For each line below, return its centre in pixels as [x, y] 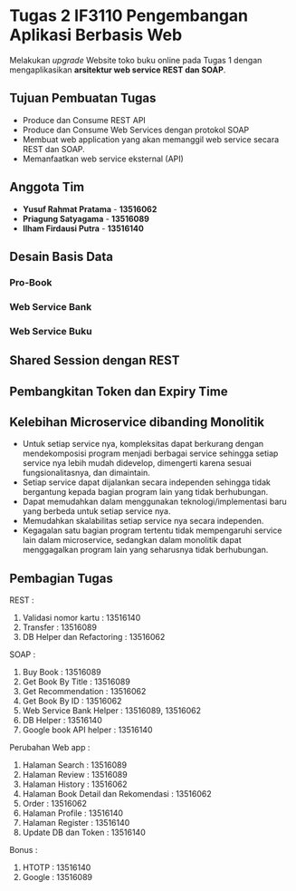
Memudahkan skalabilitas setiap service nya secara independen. [143, 521]
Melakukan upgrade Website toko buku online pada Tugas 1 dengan [136, 60]
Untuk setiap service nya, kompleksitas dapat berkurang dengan [143, 444]
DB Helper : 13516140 [62, 721]
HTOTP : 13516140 [57, 867]
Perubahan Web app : [50, 748]
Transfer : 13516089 [60, 627]
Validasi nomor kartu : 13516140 [81, 618]
